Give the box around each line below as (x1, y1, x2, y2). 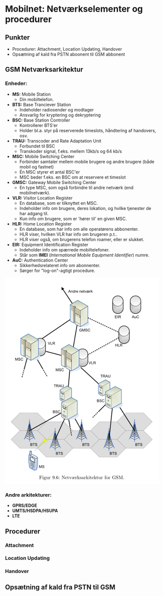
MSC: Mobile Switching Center (12, 153, 75, 159)
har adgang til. (19, 210, 49, 216)
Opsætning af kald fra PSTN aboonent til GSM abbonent (12, 51, 125, 57)
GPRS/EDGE (12, 503, 38, 509)
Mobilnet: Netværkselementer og (5, 3, 143, 15)
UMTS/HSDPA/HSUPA (12, 508, 58, 514)
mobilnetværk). (19, 189, 50, 196)
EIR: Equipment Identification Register (12, 242, 89, 247)
